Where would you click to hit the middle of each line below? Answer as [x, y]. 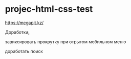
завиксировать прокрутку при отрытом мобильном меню [65, 42]
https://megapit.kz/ [24, 23]
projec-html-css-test [49, 9]
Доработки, [17, 32]
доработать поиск [24, 51]
